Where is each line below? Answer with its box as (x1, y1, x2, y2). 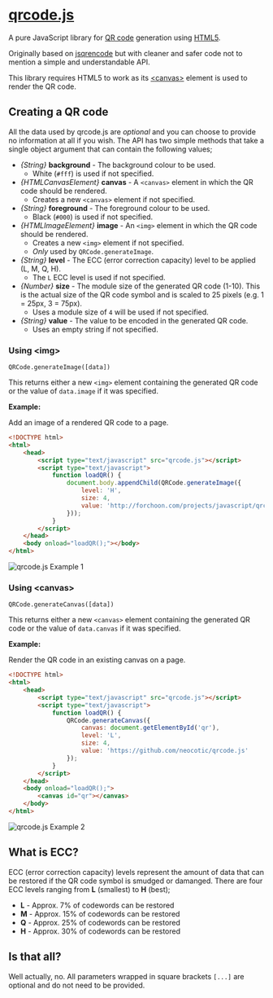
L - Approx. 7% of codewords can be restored (19, 900, 175, 910)
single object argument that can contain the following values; (8, 144, 213, 154)
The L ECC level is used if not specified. (32, 272, 166, 282)
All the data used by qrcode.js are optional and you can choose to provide (8, 126, 256, 136)
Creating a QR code (8, 105, 109, 119)
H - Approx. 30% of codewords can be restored (19, 926, 181, 936)
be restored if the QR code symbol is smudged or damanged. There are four (8, 876, 263, 886)
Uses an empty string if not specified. (32, 324, 158, 334)
